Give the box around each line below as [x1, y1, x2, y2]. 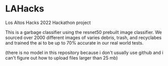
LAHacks [5, 3, 45, 14]
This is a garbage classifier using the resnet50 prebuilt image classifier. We [5, 29, 162, 35]
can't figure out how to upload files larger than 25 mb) [5, 54, 118, 60]
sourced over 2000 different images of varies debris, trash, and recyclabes [5, 34, 162, 40]
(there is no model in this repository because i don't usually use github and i [5, 49, 163, 55]
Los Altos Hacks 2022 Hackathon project [5, 19, 91, 25]
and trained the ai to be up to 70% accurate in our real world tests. [5, 39, 144, 45]
